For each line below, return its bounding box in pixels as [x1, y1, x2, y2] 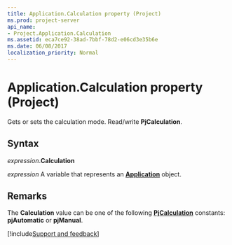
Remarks [7, 190, 48, 202]
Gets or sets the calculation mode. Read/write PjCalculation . [7, 117, 182, 126]
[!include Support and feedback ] [7, 230, 100, 238]
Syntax [7, 138, 39, 150]
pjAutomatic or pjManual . [7, 216, 83, 225]
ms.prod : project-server [7, 17, 80, 24]
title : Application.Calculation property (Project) [7, 10, 161, 17]
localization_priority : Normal [7, 50, 99, 57]
